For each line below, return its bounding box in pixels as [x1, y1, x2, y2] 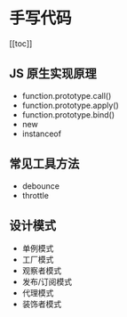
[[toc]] [9, 37, 33, 49]
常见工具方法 [9, 157, 80, 172]
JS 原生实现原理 [9, 66, 97, 81]
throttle [21, 190, 49, 200]
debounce [21, 180, 60, 191]
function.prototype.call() [21, 90, 112, 101]
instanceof [21, 128, 62, 139]
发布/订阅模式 [21, 277, 73, 288]
